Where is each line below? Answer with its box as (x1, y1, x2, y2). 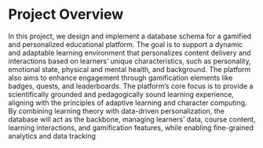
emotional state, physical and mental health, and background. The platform (8, 64, 251, 74)
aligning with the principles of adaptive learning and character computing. (8, 98, 247, 107)
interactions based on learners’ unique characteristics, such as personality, (8, 56, 251, 66)
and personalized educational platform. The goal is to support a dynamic (8, 39, 243, 49)
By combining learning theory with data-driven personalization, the (8, 106, 225, 115)
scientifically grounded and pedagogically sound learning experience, (8, 89, 234, 99)
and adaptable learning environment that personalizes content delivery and (8, 48, 251, 57)
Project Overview (8, 5, 124, 23)
